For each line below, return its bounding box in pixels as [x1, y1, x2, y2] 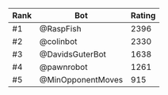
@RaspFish [39, 24, 82, 34]
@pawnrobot [39, 62, 88, 72]
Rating [130, 10, 156, 20]
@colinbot [39, 36, 78, 46]
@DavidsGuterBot [39, 49, 107, 60]
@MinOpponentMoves [39, 75, 124, 85]
